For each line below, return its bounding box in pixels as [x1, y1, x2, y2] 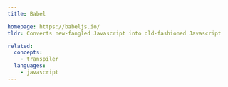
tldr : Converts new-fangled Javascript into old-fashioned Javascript [7, 30, 222, 37]
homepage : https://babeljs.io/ [7, 23, 100, 30]
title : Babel [7, 10, 46, 18]
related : [7, 42, 33, 50]
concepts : [14, 49, 43, 57]
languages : [14, 62, 46, 69]
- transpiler [20, 56, 59, 63]
